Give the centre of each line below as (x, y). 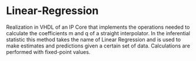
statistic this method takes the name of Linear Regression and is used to (94, 39)
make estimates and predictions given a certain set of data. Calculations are (98, 46)
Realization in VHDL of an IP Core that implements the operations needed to (98, 27)
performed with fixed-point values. (48, 52)
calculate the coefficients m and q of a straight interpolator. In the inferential (98, 33)
